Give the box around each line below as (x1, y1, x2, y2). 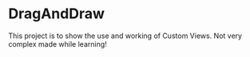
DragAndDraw (8, 5, 105, 23)
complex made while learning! (8, 39, 108, 48)
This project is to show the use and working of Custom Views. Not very (8, 31, 242, 40)
